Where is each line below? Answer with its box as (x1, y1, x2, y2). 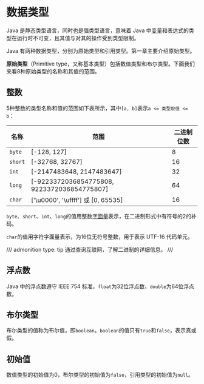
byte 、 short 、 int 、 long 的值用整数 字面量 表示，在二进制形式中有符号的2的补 (6, 212, 197, 220)
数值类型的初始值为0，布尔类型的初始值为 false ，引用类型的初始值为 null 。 (6, 371, 194, 379)
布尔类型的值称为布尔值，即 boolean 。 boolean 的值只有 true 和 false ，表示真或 (6, 327, 197, 334)
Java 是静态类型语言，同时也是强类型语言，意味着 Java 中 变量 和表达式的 (6, 27, 189, 34)
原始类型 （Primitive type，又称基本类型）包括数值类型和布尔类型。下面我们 (6, 60, 195, 67)
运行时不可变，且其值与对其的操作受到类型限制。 (16, 34, 140, 41)
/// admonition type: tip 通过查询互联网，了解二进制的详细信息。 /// (6, 246, 174, 253)
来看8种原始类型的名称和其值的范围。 (6, 67, 100, 75)
